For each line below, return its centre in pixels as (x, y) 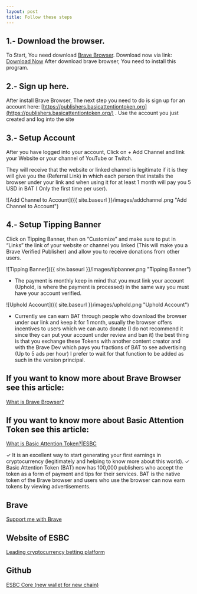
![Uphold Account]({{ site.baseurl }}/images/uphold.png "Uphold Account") (98, 304)
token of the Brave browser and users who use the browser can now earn (96, 480)
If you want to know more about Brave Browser (94, 378)
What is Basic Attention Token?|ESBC (52, 444)
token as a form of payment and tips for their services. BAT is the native (93, 474)
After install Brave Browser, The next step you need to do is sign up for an (96, 100)
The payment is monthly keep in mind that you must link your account (99, 280)
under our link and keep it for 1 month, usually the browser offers (93, 322)
